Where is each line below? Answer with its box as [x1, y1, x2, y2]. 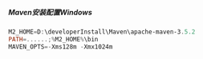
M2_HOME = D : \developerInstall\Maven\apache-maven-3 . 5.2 [8, 28, 196, 36]
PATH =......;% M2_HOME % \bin [8, 35, 99, 43]
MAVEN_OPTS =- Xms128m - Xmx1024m [8, 42, 113, 51]
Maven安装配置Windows [8, 7, 92, 17]
